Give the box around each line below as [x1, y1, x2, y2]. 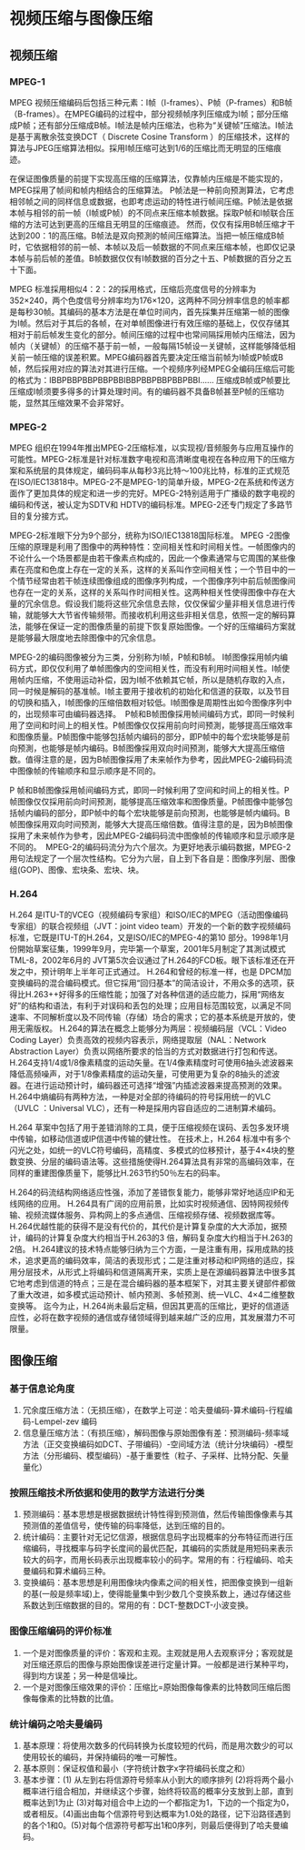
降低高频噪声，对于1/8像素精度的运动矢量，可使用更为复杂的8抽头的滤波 [9, 1068, 280, 1079]
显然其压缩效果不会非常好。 [25, 397, 129, 408]
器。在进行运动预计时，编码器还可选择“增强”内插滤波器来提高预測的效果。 [9, 1080, 288, 1091]
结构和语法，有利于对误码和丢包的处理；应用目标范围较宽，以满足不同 [28, 1000, 292, 1011]
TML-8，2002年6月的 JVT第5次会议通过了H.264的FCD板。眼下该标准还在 [9, 955, 288, 965]
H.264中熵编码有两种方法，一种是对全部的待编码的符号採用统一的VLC [9, 1091, 271, 1102]
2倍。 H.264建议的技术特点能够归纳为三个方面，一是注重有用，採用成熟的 [9, 1244, 287, 1255]
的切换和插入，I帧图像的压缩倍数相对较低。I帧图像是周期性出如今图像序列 [9, 697, 284, 708]
